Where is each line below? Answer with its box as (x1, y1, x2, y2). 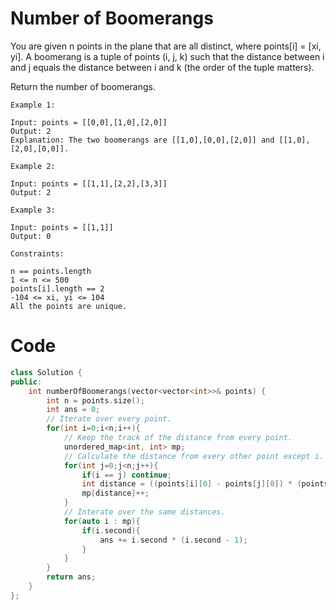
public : (10, 377, 43, 387)
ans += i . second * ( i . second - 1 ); (99, 535, 248, 545)
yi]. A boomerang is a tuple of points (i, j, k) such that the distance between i (10, 50, 325, 62)
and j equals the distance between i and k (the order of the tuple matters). (10, 61, 315, 73)
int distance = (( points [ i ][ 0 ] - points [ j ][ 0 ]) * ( (81, 479, 302, 489)
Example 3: (10, 205, 56, 215)
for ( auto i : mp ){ (63, 516, 141, 526)
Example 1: (10, 100, 56, 110)
